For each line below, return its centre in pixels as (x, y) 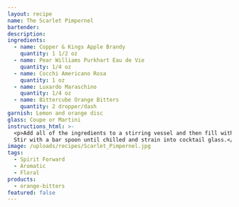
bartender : (23, 27)
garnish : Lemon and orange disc (55, 113)
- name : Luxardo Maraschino (55, 87)
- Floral (27, 172)
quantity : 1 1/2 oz (49, 54)
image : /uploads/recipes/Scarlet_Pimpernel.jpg (79, 147)
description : (27, 34)
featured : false (31, 193)
